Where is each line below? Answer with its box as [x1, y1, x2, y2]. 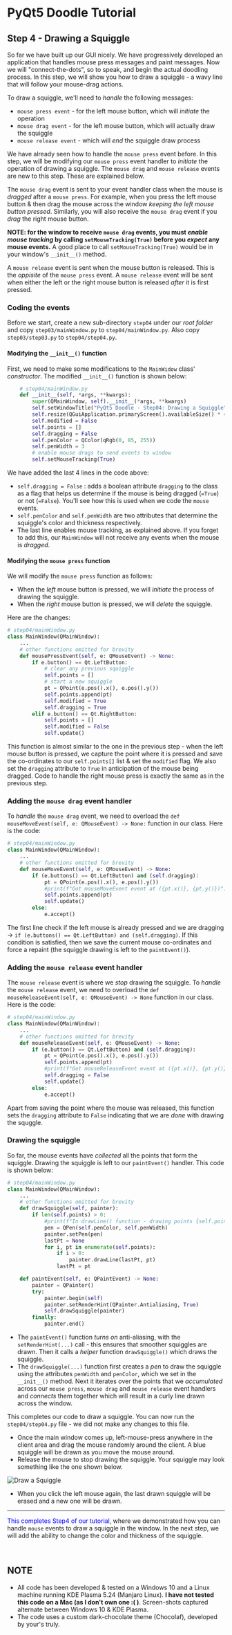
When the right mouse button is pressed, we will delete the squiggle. [17, 600, 213, 608]
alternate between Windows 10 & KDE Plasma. [17, 1605, 149, 1614]
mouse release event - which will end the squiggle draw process [17, 136, 201, 145]
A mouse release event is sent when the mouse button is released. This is [7, 264, 215, 271]
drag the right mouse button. [7, 214, 89, 223]
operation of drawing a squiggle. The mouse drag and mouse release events [7, 165, 220, 172]
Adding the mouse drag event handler [7, 796, 133, 805]
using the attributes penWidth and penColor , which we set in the [17, 1370, 197, 1378]
